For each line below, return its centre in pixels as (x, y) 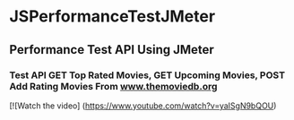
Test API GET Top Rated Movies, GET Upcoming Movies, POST (147, 75)
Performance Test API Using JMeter (112, 50)
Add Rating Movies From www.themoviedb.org (113, 86)
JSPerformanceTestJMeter (112, 17)
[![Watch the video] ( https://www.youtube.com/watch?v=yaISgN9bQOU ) (143, 106)
